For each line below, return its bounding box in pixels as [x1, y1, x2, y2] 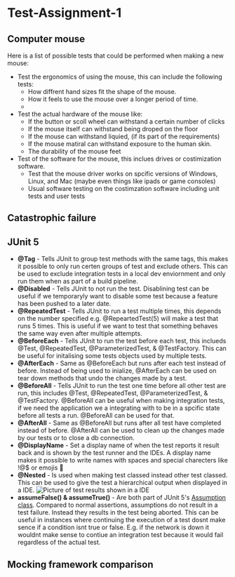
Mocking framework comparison [7, 558, 154, 570]
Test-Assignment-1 [7, 5, 122, 21]
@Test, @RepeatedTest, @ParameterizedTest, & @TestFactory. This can [17, 344, 227, 352]
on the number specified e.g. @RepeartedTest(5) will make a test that [17, 314, 219, 323]
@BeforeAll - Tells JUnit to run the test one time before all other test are [17, 381, 227, 390]
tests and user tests [27, 192, 86, 200]
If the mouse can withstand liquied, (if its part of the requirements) [27, 132, 220, 140]
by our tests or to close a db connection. [17, 434, 135, 442]
